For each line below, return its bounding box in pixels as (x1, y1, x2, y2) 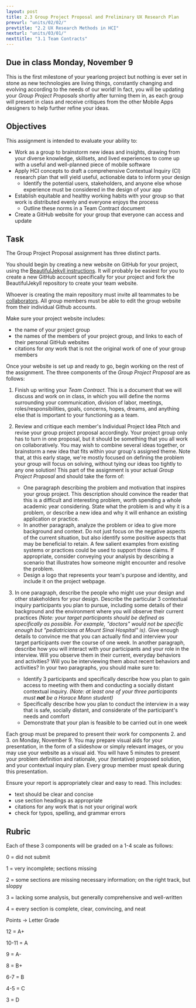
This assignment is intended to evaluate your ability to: (6, 137, 137, 144)
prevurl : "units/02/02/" (6, 19, 67, 25)
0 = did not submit (6, 854, 51, 861)
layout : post (6, 8, 38, 15)
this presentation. (6, 768, 49, 775)
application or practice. (23, 515, 80, 523)
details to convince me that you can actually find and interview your (14, 633, 178, 640)
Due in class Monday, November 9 (6, 58, 133, 68)
